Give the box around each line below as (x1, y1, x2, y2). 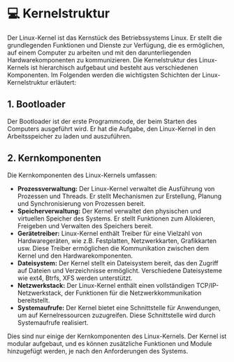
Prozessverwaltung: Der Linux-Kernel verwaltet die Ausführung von (17, 184, 215, 193)
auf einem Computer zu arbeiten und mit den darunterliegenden (7, 48, 191, 57)
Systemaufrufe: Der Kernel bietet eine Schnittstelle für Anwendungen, (17, 303, 221, 312)
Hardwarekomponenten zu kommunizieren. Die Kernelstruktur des (7, 55, 198, 64)
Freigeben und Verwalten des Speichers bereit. (17, 221, 154, 230)
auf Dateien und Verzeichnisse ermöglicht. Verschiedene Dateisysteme (17, 266, 222, 274)
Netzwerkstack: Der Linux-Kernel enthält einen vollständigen (17, 281, 195, 289)
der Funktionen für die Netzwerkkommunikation (64, 288, 202, 297)
